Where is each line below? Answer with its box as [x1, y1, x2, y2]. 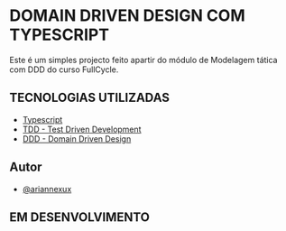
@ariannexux [22, 183, 72, 194]
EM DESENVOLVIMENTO [9, 209, 151, 225]
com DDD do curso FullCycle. [9, 64, 119, 75]
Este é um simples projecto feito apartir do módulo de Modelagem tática [9, 54, 278, 65]
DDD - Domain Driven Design [22, 133, 132, 144]
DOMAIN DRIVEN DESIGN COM [9, 5, 245, 26]
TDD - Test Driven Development [22, 124, 142, 134]
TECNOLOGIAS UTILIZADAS [9, 90, 170, 106]
